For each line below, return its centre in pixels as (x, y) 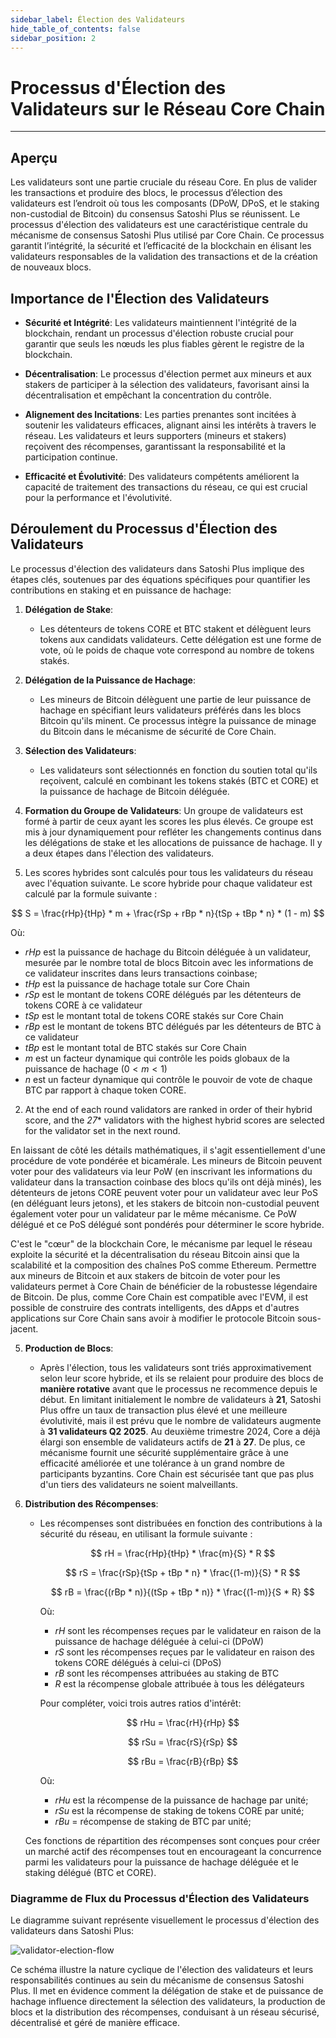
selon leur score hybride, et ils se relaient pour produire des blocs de (181, 1378)
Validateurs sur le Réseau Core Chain (168, 108)
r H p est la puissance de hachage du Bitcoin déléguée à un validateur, (168, 952)
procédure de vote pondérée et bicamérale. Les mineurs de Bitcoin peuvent (166, 1160)
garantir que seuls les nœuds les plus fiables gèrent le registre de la (164, 343)
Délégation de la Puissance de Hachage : (110, 680)
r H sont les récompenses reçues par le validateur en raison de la (188, 1630)
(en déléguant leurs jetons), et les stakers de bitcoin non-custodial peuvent (165, 1203)
